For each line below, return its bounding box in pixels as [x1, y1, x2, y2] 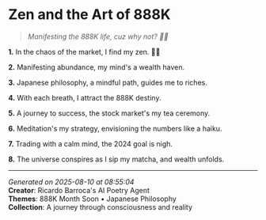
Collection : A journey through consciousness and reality [8, 202, 192, 211]
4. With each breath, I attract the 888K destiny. [8, 93, 161, 102]
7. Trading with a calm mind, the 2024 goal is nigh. [8, 138, 173, 148]
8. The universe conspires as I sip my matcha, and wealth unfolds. [8, 154, 225, 164]
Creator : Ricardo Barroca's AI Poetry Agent [8, 185, 150, 195]
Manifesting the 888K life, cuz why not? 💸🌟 [27, 32, 169, 41]
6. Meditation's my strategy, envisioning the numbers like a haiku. [8, 123, 222, 133]
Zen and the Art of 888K [8, 6, 171, 24]
